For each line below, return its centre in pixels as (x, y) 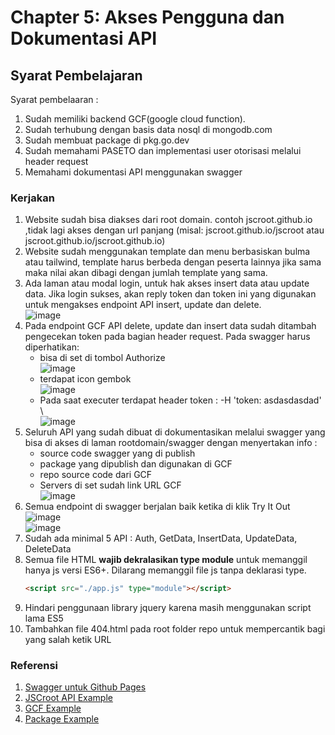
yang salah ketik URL (68, 640)
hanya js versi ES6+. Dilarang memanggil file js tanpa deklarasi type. (165, 570)
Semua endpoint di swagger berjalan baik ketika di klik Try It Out (157, 507)
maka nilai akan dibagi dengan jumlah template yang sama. (146, 273)
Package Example (62, 719)
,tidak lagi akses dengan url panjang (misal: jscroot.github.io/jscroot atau (174, 230)
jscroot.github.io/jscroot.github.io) (95, 241)
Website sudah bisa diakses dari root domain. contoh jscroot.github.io (168, 220)
